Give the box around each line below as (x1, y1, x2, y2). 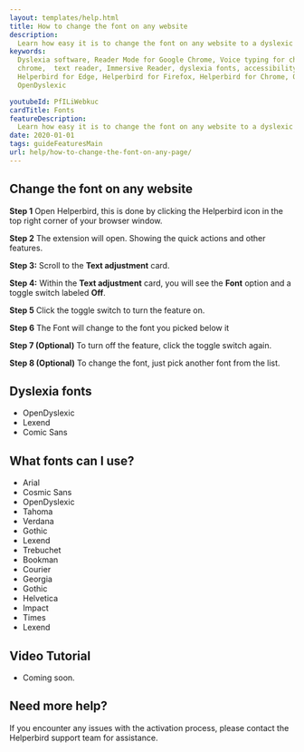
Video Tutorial (9, 648, 91, 663)
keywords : (9, 47, 47, 56)
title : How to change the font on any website (9, 22, 188, 31)
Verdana (22, 516, 54, 527)
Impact (22, 602, 49, 613)
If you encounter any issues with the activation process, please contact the (9, 722, 290, 733)
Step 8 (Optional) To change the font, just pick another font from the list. (9, 357, 280, 368)
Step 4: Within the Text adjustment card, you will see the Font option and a (9, 278, 291, 288)
